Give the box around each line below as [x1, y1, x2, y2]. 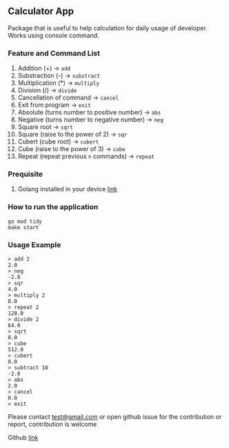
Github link [8, 434, 39, 441]
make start [8, 224, 39, 231]
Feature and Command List [8, 48, 101, 58]
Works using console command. [8, 31, 99, 39]
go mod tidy [8, 217, 42, 225]
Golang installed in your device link [17, 185, 118, 193]
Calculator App [8, 6, 74, 17]
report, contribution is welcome [8, 420, 97, 428]
